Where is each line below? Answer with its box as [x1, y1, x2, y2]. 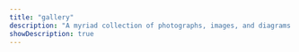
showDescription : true [9, 29, 94, 38]
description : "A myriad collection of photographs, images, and [9, 21, 255, 30]
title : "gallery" [9, 12, 75, 22]
